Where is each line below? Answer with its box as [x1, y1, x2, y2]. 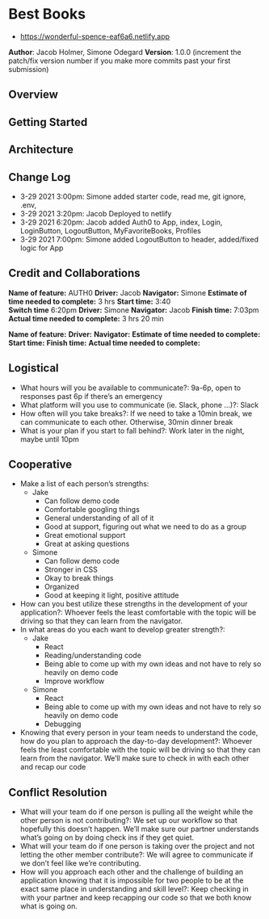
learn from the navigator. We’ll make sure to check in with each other [19, 753, 250, 763]
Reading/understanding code [44, 651, 141, 661]
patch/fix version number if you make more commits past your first [8, 56, 231, 65]
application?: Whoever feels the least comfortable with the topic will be [19, 607, 257, 618]
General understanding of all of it [44, 514, 154, 523]
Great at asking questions [44, 539, 130, 549]
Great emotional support [44, 531, 126, 540]
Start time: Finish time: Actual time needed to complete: [8, 338, 200, 347]
